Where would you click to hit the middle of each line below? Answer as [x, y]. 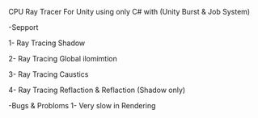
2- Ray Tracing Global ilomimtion [63, 59]
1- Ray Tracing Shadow [47, 43]
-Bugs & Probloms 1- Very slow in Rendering [82, 105]
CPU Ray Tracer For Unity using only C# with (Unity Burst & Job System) [129, 12]
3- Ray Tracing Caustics [49, 74]
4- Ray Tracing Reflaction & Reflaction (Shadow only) [97, 90]
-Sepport [23, 27]
